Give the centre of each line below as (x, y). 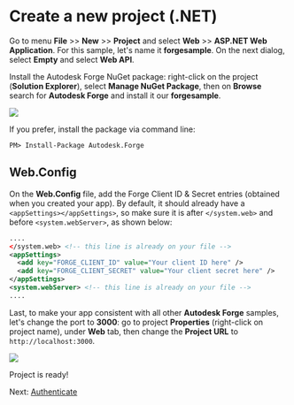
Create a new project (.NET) (113, 16)
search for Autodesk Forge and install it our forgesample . (115, 96)
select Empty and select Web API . (72, 59)
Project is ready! (39, 374)
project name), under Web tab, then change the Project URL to (124, 331)
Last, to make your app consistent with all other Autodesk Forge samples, (144, 312)
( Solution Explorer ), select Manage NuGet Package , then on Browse (135, 86)
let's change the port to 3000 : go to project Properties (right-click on (136, 322)
